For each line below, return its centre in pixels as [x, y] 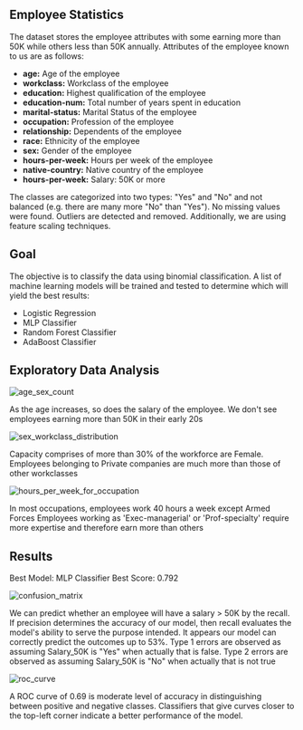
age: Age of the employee [71, 73]
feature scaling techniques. [60, 226]
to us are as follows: [47, 56]
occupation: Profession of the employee [98, 121]
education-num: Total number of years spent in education [132, 102]
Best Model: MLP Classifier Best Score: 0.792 [94, 578]
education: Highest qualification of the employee [114, 92]
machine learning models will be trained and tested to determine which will [149, 285]
